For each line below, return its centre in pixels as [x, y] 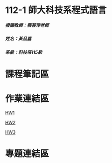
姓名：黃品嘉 [18, 39]
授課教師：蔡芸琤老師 [27, 25]
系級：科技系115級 [24, 52]
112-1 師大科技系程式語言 [56, 10]
